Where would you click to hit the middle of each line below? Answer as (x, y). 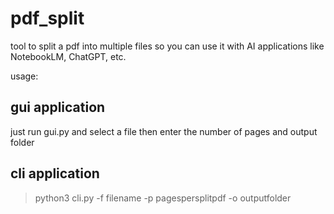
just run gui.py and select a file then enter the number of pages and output (164, 131)
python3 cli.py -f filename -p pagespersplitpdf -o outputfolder (163, 198)
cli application (55, 173)
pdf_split (47, 18)
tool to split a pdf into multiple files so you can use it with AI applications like (167, 46)
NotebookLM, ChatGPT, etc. (68, 56)
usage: (24, 76)
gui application (58, 107)
